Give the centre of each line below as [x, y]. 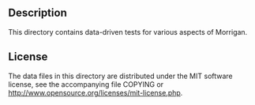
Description [37, 13]
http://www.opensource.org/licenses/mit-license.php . [96, 92]
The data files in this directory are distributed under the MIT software [120, 76]
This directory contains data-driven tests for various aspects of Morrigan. [128, 32]
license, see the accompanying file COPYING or [86, 84]
